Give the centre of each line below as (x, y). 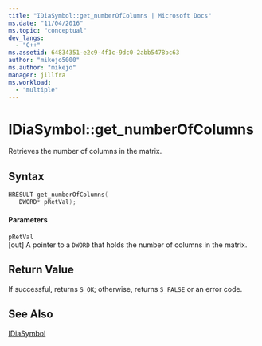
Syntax (26, 176)
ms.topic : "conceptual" (48, 30)
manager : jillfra (37, 75)
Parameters (28, 220)
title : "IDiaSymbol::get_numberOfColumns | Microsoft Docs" (110, 16)
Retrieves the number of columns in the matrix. (85, 151)
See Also (31, 315)
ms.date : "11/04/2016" (46, 23)
